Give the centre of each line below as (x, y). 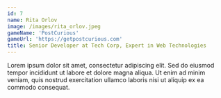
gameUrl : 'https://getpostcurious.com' (65, 39)
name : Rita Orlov (32, 20)
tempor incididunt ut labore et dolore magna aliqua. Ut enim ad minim (106, 72)
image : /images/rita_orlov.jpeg (54, 26)
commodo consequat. (39, 87)
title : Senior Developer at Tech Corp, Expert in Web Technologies (107, 46)
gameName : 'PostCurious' (43, 33)
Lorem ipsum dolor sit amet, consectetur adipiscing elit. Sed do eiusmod (111, 65)
